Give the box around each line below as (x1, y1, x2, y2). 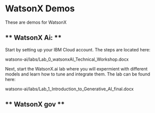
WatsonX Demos (5, 3, 75, 14)
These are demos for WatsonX (5, 19, 67, 25)
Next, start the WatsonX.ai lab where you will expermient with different (5, 66, 148, 72)
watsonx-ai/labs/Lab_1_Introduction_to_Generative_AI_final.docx (5, 86, 134, 92)
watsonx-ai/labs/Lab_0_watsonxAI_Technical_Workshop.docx (5, 56, 129, 62)
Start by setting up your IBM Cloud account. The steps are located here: (5, 46, 151, 52)
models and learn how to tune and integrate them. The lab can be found (5, 71, 151, 77)
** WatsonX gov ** (5, 100, 65, 109)
